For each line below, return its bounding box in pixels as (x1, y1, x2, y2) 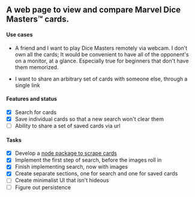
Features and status (6, 95, 57, 103)
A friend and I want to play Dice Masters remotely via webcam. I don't (14, 44, 188, 52)
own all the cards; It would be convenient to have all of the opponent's (14, 50, 189, 58)
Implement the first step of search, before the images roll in (14, 156, 162, 164)
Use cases (6, 31, 33, 38)
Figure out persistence (14, 183, 71, 191)
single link (14, 81, 40, 89)
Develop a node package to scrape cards (14, 150, 117, 157)
